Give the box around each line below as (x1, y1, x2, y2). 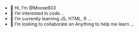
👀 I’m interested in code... (10, 10, 64, 16)
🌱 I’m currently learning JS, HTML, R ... (10, 16, 92, 21)
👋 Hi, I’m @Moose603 (10, 5, 56, 11)
